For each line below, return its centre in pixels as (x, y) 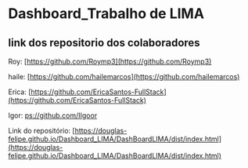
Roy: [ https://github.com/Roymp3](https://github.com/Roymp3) (110, 61)
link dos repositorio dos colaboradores (104, 43)
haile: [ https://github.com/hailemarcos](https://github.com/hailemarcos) (124, 77)
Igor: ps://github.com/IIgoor (53, 115)
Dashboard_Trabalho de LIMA (106, 14)
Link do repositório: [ (42, 131)
